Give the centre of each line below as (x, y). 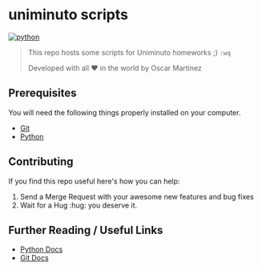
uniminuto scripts (68, 15)
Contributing (41, 162)
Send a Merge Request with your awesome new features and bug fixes (137, 196)
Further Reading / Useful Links (86, 230)
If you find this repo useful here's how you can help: (94, 181)
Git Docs (34, 258)
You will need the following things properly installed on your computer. (125, 112)
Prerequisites (42, 93)
